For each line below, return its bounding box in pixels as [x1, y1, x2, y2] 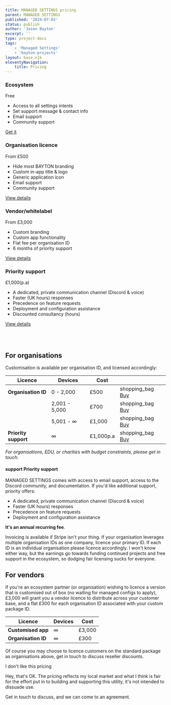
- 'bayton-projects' [14, 50, 58, 55]
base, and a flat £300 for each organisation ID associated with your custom [5, 600, 163, 606]
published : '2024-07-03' [5, 17, 58, 22]
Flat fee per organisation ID [12, 240, 70, 246]
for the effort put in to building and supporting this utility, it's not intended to [5, 678, 164, 685]
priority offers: [5, 488, 36, 494]
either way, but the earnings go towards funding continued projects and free [5, 550, 165, 556]
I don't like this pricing [5, 663, 52, 669]
